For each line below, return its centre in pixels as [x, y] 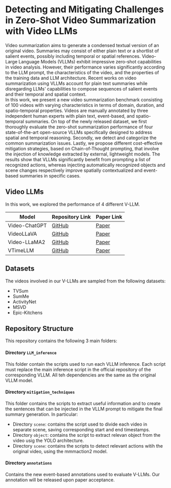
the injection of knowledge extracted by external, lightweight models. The [83, 154]
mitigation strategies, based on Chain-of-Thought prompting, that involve [82, 148]
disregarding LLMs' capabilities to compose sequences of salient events [81, 88]
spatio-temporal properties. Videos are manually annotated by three [77, 110]
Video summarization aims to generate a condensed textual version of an [82, 45]
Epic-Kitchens [28, 313]
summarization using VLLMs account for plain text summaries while [77, 83]
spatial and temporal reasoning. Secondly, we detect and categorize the [81, 138]
